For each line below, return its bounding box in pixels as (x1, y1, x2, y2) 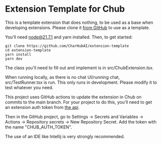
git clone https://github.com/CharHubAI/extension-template (5, 43, 130, 48)
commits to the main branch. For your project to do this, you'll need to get (5, 99, 152, 105)
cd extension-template (5, 48, 51, 53)
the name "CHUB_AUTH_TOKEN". (5, 124, 72, 130)
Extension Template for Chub (5, 3, 125, 15)
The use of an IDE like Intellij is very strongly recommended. (5, 133, 125, 139)
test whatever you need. (5, 84, 53, 90)
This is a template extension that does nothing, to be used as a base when (5, 19, 154, 25)
